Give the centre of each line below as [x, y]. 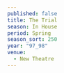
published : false [32, 14]
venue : [17, 53]
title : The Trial [32, 20]
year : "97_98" [28, 46]
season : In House [32, 26]
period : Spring [29, 33]
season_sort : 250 [32, 40]
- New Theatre [34, 59]
